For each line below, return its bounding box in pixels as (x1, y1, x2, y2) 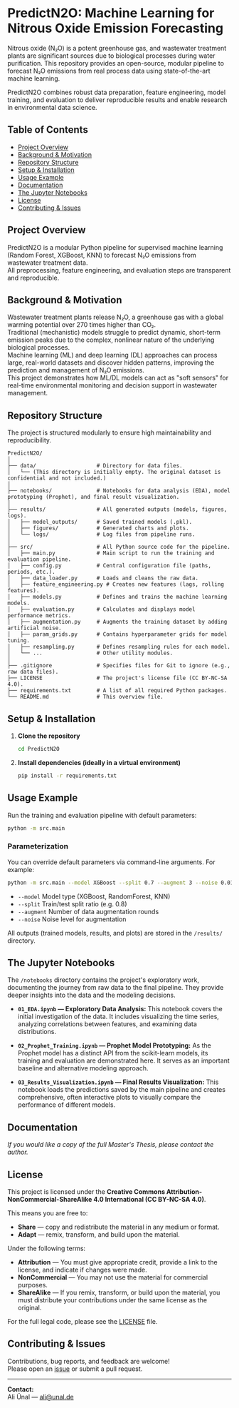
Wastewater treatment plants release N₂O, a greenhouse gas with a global (7, 313, 224, 322)
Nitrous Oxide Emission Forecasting (7, 20, 224, 36)
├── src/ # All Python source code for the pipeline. (7, 544, 231, 551)
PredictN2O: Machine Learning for (7, 5, 215, 21)
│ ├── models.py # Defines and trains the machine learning (7, 594, 228, 601)
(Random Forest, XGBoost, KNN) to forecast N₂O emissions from (7, 250, 197, 259)
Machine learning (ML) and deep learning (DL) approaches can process (7, 351, 218, 360)
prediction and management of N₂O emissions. (7, 366, 144, 375)
